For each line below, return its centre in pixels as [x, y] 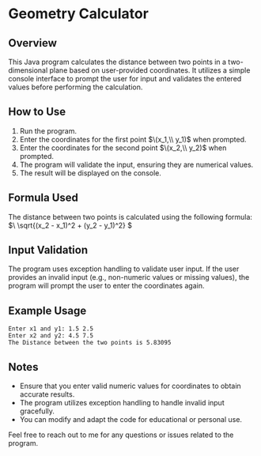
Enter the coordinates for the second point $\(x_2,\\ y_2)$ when [123, 148]
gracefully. [37, 411]
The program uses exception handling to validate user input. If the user [124, 269]
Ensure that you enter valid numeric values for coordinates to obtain [130, 386]
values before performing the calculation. [76, 87]
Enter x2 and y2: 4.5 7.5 [51, 336]
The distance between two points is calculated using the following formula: [130, 217]
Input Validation [48, 250]
